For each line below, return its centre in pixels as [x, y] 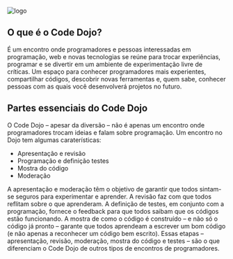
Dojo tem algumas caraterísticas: [54, 140]
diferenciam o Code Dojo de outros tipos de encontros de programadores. [113, 248]
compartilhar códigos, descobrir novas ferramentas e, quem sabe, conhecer [116, 79]
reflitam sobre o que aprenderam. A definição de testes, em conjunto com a [116, 204]
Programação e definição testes [63, 161]
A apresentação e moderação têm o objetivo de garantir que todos [103, 189]
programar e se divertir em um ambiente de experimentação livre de [105, 64]
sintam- [210, 189]
